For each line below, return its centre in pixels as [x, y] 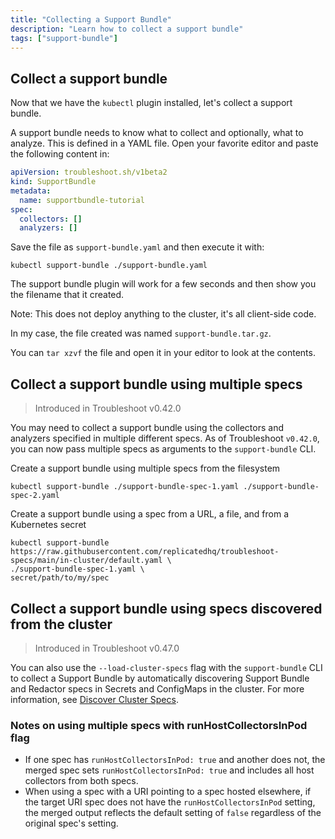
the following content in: [60, 154]
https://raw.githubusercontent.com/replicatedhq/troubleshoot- [145, 552]
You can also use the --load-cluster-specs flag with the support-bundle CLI [166, 667]
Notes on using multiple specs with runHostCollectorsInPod [159, 725]
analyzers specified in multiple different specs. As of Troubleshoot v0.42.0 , [165, 438]
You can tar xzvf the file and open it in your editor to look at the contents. [163, 353]
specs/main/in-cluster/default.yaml [86, 561]
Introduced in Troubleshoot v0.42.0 [108, 408]
